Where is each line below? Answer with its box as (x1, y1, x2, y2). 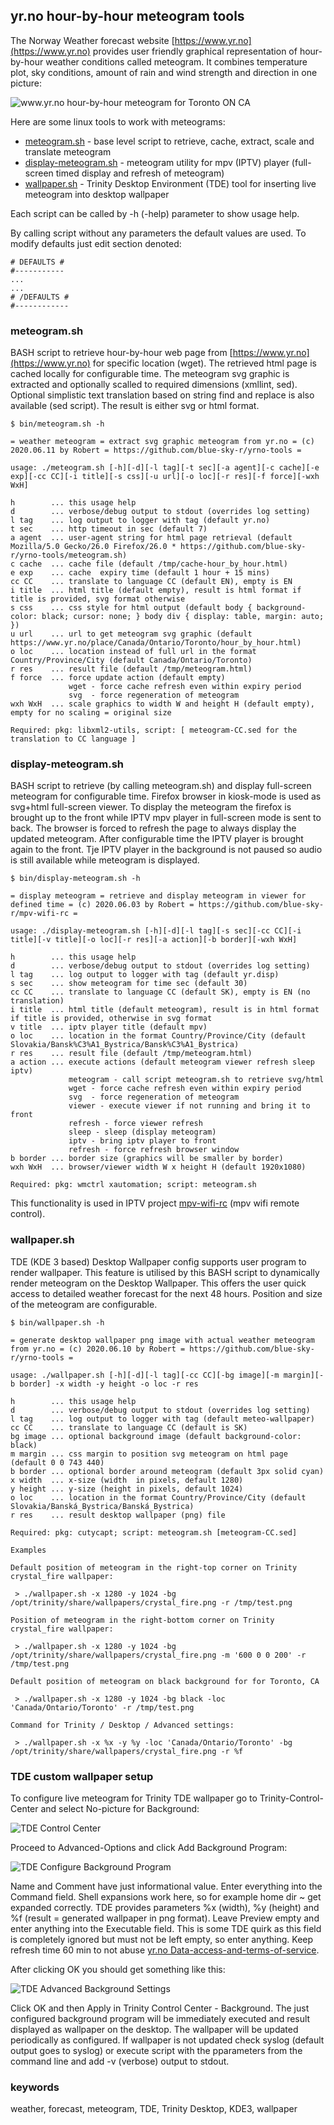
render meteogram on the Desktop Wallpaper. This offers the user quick (10, 1277, 307, 1289)
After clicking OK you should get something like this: (10, 1964, 226, 1975)
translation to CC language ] (10, 734, 137, 744)
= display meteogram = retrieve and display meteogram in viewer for (10, 891, 307, 901)
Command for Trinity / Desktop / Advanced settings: (10, 1720, 235, 1730)
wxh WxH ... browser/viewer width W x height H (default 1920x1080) (10, 1162, 307, 1173)
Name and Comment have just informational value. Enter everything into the (10, 1880, 323, 1892)
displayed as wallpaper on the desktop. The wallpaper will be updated (10, 2024, 299, 2035)
